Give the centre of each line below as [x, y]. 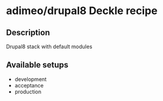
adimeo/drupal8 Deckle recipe [82, 11]
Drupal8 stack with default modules [49, 46]
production [28, 92]
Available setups [37, 65]
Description [28, 33]
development [31, 79]
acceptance [29, 85]
